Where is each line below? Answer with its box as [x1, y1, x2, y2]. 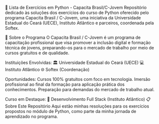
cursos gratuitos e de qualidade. [5, 50, 70, 56]
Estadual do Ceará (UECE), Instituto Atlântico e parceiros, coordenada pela [5, 20, 154, 26]
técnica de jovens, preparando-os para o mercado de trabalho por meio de [5, 45, 154, 50]
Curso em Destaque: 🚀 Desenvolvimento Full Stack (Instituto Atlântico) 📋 [5, 96, 151, 102]
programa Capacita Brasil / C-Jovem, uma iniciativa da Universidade [5, 15, 141, 20]
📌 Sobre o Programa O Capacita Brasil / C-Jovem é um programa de [5, 34, 141, 40]
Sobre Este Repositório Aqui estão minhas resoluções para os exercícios [5, 103, 149, 109]
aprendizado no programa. [5, 114, 58, 119]
